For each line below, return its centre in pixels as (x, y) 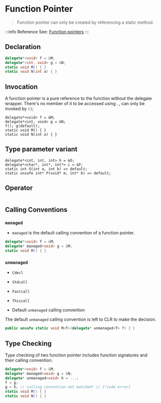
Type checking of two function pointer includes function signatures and (76, 355)
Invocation (21, 86)
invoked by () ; (19, 109)
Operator (19, 188)
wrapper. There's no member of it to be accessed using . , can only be (75, 104)
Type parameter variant (41, 149)
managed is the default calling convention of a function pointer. (73, 233)
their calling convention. (29, 360)
